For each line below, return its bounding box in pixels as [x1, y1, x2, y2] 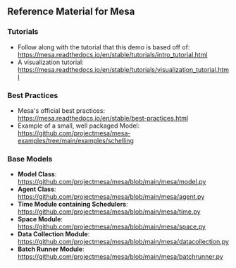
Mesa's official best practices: [17, 106, 106, 115]
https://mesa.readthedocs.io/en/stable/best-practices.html [17, 114, 189, 122]
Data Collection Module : [17, 230, 90, 238]
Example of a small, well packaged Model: [17, 121, 140, 130]
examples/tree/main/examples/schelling [17, 136, 134, 145]
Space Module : [17, 215, 63, 224]
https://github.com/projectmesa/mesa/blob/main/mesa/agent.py [17, 193, 205, 201]
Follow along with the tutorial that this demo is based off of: [17, 42, 190, 51]
